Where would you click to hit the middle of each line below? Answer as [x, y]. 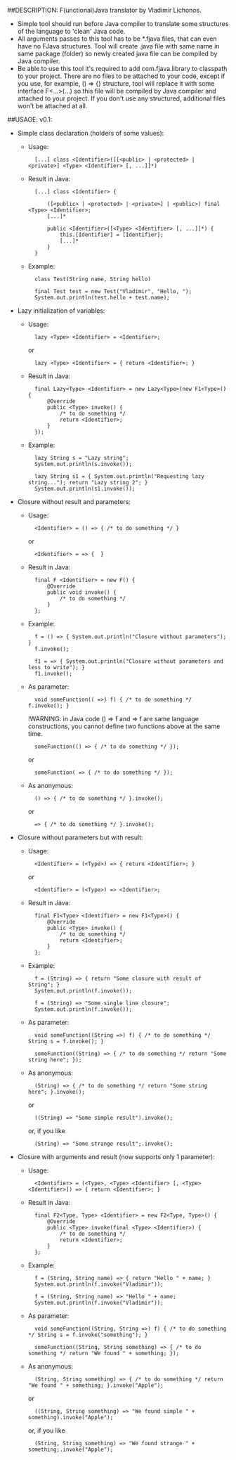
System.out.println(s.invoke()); [83, 464]
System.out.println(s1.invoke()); [85, 489]
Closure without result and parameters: [74, 502]
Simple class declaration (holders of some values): [91, 133]
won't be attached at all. [52, 106]
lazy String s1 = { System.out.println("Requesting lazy [119, 477]
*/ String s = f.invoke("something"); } [88, 1335]
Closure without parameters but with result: [80, 837]
